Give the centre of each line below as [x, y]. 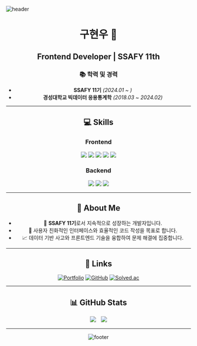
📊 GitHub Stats [98, 302]
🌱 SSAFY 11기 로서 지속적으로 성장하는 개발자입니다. [103, 223]
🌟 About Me [98, 208]
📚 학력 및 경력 [98, 74]
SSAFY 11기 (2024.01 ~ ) [103, 90]
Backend [98, 171]
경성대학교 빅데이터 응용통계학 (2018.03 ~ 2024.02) [103, 97]
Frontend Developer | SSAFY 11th [98, 57]
